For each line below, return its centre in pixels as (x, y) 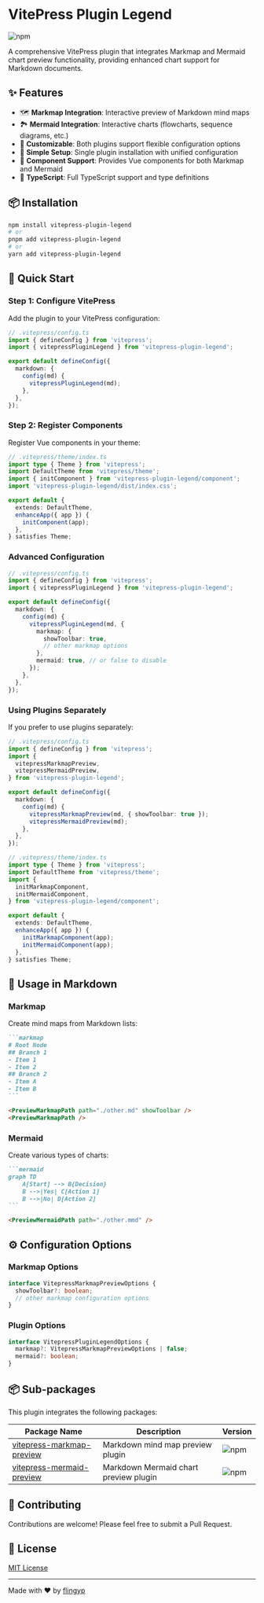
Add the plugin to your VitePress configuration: (84, 318)
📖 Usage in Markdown (63, 984)
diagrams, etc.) (44, 135)
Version (237, 1431)
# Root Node (27, 1045)
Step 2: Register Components (66, 425)
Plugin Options (37, 1325)
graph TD (22, 1177)
